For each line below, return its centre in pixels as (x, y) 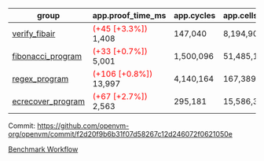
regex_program (40, 79)
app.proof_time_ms (129, 15)
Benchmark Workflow (43, 149)
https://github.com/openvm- (83, 126)
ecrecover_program (48, 101)
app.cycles (195, 15)
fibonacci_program (47, 56)
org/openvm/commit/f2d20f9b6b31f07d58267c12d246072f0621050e (121, 134)
